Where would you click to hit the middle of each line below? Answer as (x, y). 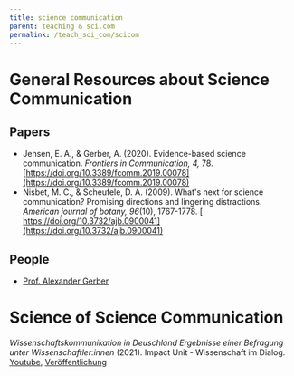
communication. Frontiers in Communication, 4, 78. (118, 163)
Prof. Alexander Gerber (66, 281)
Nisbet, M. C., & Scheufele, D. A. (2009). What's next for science (143, 192)
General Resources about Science (139, 79)
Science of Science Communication (147, 318)
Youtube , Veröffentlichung (58, 362)
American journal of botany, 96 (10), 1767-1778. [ (113, 212)
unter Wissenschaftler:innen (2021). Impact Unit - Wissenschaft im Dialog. (147, 352)
